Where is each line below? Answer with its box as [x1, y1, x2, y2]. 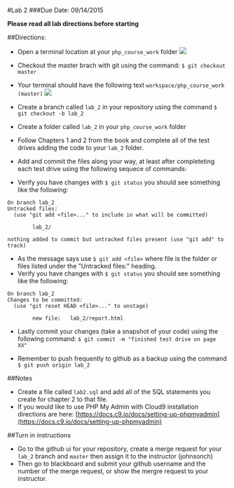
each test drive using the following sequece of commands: [17, 165, 187, 172]
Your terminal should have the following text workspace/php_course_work [17, 81, 225, 89]
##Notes [7, 374, 33, 382]
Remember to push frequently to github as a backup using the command [17, 354, 227, 362]
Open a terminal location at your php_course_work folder [17, 48, 178, 55]
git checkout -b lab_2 [17, 110, 84, 117]
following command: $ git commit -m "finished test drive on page [17, 334, 216, 343]
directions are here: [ [17, 410, 78, 418]
